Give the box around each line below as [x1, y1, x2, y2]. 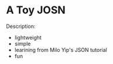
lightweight [14, 34, 42, 41]
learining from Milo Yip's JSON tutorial [14, 46, 107, 53]
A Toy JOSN [6, 3, 66, 17]
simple [14, 40, 31, 47]
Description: [6, 23, 36, 30]
